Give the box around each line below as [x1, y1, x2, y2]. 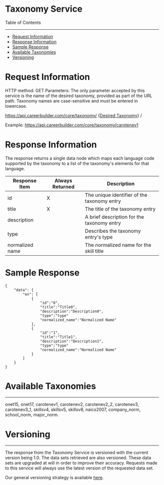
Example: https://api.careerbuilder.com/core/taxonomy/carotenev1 [5, 122, 139, 128]
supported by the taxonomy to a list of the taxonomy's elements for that [5, 160, 149, 166]
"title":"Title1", [40, 334, 78, 340]
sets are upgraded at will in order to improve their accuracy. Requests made [5, 460, 158, 465]
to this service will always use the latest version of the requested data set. [5, 465, 154, 471]
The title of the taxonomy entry [84, 205, 156, 212]
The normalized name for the [84, 242, 151, 248]
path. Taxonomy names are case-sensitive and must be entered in [5, 98, 138, 103]
